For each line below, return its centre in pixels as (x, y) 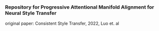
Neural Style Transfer (31, 13)
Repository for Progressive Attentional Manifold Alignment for (79, 7)
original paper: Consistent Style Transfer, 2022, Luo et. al (62, 23)
